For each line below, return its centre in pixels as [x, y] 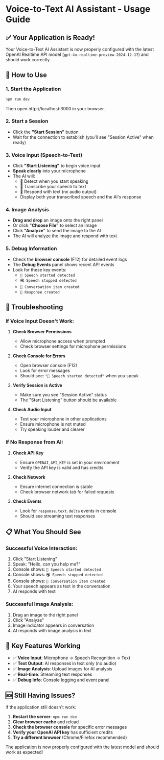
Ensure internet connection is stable [56, 487]
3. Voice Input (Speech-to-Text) [44, 155]
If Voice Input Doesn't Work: [40, 321]
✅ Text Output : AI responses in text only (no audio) [64, 663]
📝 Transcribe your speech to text [53, 187]
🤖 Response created [40, 292]
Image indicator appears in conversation [53, 625]
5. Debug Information [31, 248]
